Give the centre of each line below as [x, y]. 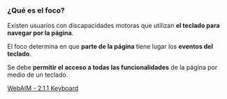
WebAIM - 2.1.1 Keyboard [43, 89]
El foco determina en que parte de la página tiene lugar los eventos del [110, 47]
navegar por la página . [41, 33]
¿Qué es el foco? [36, 10]
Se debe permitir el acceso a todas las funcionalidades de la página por [112, 68]
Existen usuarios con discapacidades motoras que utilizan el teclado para [113, 26]
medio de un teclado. [38, 75]
